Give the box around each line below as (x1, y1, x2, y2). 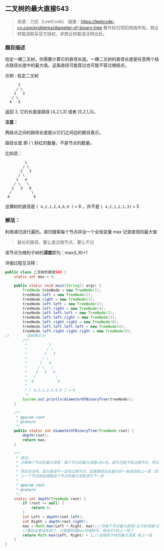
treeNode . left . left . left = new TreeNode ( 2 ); (22, 310, 115, 315)
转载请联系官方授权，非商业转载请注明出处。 (17, 31, 107, 37)
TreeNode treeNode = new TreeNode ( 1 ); (22, 288, 102, 293)
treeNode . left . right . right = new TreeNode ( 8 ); (22, 320, 119, 325)
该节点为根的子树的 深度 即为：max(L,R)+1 (5, 250, 88, 256)
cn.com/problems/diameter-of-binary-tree (17, 24, 102, 30)
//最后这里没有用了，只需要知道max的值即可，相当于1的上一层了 (22, 528, 134, 533)
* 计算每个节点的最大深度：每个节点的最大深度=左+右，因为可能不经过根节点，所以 (16, 460, 160, 465)
